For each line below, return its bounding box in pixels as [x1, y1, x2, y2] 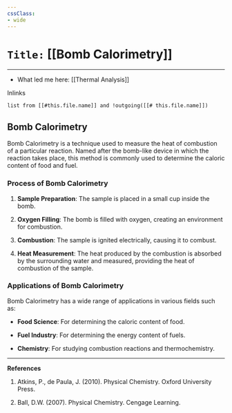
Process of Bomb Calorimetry [7, 179, 108, 189]
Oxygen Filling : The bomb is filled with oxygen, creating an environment [17, 215, 223, 223]
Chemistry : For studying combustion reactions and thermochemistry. [17, 344, 215, 352]
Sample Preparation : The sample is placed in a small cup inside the [17, 194, 210, 202]
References [7, 364, 41, 372]
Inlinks [7, 89, 26, 97]
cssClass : [7, 10, 36, 17]
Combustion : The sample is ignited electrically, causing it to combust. [17, 236, 217, 244]
